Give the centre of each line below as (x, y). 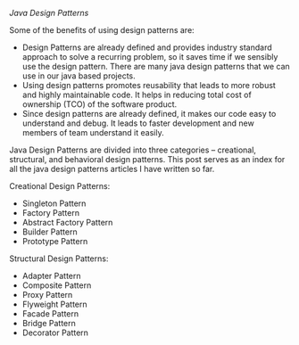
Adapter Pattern (52, 276)
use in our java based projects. (79, 76)
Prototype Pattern (55, 241)
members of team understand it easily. (93, 132)
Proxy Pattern (47, 295)
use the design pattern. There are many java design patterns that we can (156, 66)
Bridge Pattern (49, 323)
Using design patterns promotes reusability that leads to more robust (149, 85)
